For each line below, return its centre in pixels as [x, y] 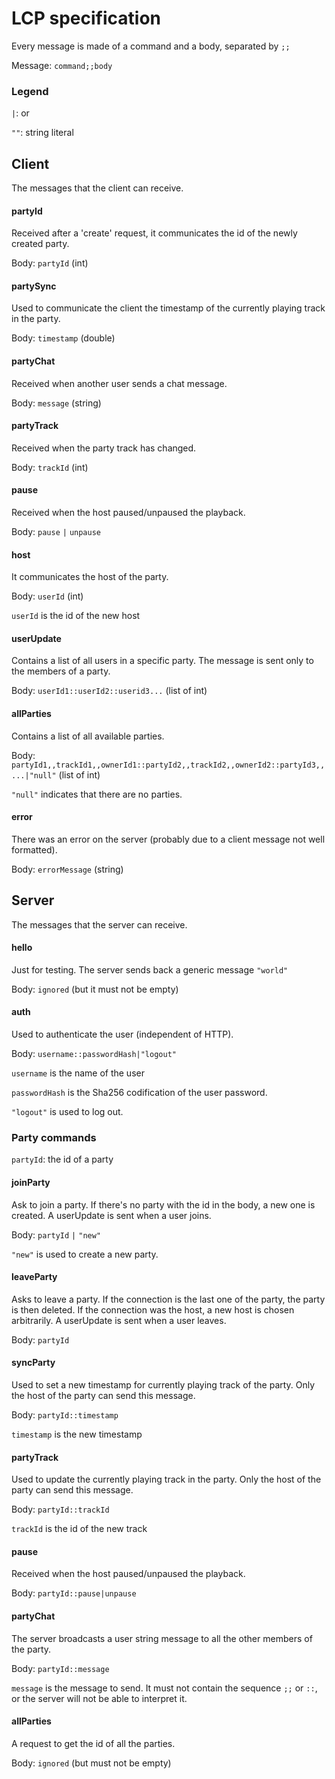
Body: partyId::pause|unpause [74, 1593]
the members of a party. [61, 671]
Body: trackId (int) [50, 467]
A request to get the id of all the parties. [93, 1743]
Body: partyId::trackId [60, 1509]
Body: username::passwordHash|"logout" [94, 1054]
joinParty [31, 1182]
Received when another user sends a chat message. [119, 383]
